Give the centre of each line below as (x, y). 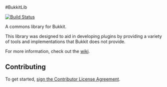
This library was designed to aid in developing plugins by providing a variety (84, 36)
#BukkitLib (16, 7)
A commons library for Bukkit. (36, 26)
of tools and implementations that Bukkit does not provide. (65, 41)
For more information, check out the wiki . (47, 51)
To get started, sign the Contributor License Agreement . (63, 79)
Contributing (25, 67)
